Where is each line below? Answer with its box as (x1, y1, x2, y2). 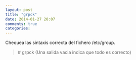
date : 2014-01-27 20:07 (5, 16, 56, 21)
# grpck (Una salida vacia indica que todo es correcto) (17, 49, 131, 55)
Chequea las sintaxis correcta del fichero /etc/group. (5, 39, 115, 45)
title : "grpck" (5, 12, 37, 17)
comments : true (5, 21, 37, 26)
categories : (5, 26, 30, 31)
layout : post (5, 7, 33, 12)
